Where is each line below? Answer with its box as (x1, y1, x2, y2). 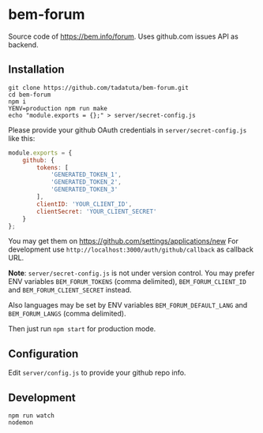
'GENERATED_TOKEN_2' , (50, 178, 122, 186)
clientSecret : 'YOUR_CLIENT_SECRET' (36, 207, 157, 215)
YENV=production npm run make (8, 104, 108, 112)
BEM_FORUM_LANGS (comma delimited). (8, 309, 126, 319)
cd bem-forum (8, 91, 51, 99)
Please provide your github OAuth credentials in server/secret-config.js (8, 125, 247, 135)
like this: (8, 133, 36, 143)
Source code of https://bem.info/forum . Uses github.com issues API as (8, 32, 239, 41)
